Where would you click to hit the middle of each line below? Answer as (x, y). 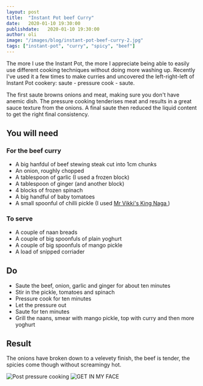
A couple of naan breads (46, 232)
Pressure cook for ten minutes (53, 298)
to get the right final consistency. (48, 114)
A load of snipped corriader (50, 252)
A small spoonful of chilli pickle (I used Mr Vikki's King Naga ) (92, 203)
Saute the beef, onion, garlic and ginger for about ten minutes (93, 285)
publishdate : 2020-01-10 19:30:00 (53, 29)
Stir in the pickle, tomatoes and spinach (65, 292)
